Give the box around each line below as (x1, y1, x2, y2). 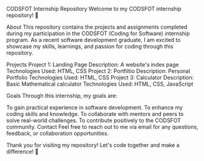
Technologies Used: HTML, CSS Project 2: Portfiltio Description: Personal (6, 67, 191, 75)
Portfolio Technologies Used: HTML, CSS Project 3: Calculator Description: (6, 74, 194, 81)
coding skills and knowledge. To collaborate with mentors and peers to (6, 111, 184, 117)
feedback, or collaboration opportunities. (6, 130, 109, 137)
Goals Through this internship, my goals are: (6, 92, 118, 99)
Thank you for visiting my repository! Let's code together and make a (6, 142, 180, 148)
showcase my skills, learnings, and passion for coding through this (6, 43, 174, 50)
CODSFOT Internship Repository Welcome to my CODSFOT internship (6, 5, 181, 12)
